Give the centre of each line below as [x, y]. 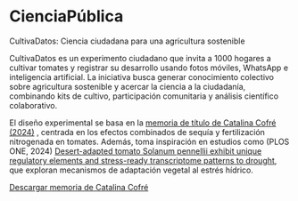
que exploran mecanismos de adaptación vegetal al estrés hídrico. [132, 170]
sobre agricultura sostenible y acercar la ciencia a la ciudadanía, [128, 86]
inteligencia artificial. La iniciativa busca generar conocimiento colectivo [142, 76]
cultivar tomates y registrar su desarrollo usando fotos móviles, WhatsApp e [149, 68]
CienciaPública [66, 16]
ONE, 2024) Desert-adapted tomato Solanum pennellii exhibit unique [136, 151]
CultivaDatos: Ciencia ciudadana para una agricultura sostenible [127, 41]
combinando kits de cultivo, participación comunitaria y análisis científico [144, 96]
